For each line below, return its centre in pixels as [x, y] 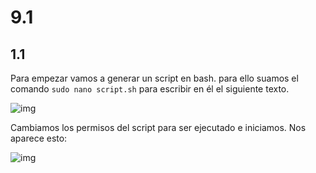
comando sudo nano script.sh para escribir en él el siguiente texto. [150, 89]
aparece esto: [39, 138]
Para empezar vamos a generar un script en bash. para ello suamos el [154, 78]
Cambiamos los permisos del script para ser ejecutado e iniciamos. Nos [158, 127]
